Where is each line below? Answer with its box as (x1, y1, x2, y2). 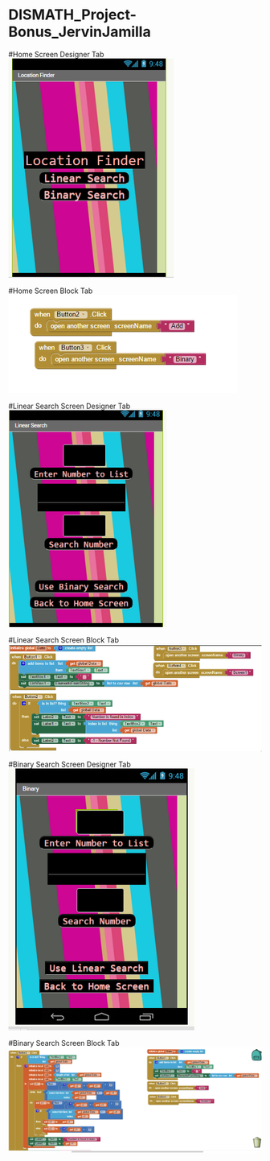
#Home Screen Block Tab (8, 286, 93, 295)
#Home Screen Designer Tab (8, 49, 104, 59)
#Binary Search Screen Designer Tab (8, 759, 131, 769)
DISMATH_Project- (8, 6, 137, 24)
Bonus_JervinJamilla (8, 23, 151, 41)
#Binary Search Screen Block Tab (8, 1038, 120, 1047)
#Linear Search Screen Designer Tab (8, 401, 131, 411)
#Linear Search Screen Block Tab (8, 634, 119, 645)
